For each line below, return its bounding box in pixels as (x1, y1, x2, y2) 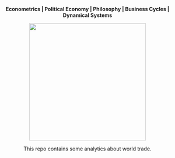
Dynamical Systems (62, 12, 113, 19)
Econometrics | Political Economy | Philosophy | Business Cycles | (5, 6, 170, 12)
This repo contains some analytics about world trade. (23, 145, 152, 152)
